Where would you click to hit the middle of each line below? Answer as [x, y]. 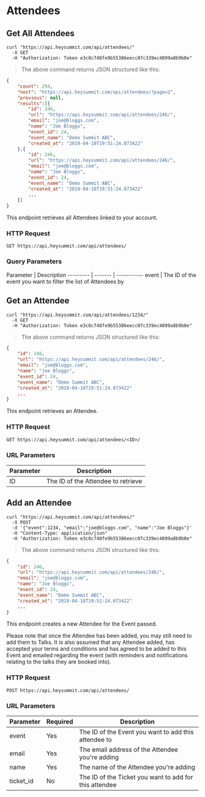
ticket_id [21, 781]
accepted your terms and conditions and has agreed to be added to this [97, 649]
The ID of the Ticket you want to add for [136, 777]
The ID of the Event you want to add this [136, 732]
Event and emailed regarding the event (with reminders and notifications [97, 655]
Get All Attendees [41, 33]
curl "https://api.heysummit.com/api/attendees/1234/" [77, 315]
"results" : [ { [34, 104]
